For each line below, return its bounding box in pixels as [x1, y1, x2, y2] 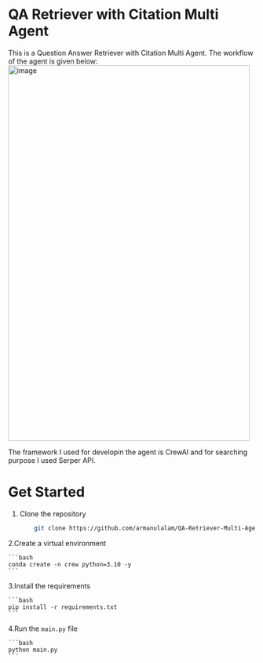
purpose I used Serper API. [8, 455, 96, 464]
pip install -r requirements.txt [8, 603, 118, 611]
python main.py [8, 646, 58, 654]
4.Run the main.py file [8, 624, 79, 633]
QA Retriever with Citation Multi [8, 5, 219, 24]
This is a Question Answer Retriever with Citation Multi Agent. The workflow [8, 48, 254, 57]
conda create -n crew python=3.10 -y [8, 560, 132, 568]
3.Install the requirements [8, 581, 91, 590]
